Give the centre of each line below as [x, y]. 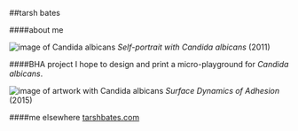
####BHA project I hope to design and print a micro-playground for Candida [149, 64]
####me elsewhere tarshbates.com [74, 117]
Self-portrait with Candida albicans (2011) [194, 47]
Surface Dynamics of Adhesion [223, 91]
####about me [36, 30]
